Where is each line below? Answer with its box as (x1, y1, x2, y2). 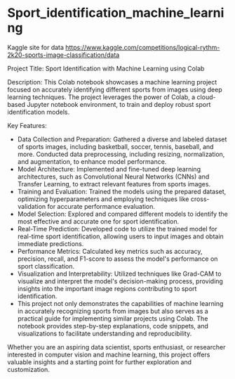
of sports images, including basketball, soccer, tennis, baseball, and (17, 142, 214, 150)
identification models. (7, 108, 70, 116)
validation (17, 202, 46, 210)
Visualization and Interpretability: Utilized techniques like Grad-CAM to (17, 269, 222, 278)
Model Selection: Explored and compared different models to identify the (17, 210, 228, 218)
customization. (7, 365, 51, 373)
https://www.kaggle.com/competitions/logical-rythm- (65, 43, 220, 51)
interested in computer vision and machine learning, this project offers (7, 350, 210, 359)
